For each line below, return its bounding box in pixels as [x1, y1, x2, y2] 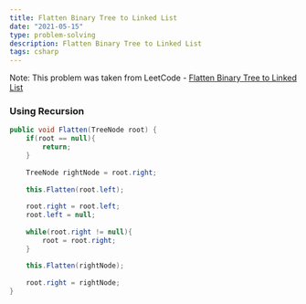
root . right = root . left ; [26, 202, 121, 211]
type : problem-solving [9, 30, 96, 39]
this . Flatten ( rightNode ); [26, 261, 125, 270]
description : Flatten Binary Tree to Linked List [9, 38, 203, 48]
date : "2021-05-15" [9, 22, 84, 31]
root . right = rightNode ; [26, 278, 121, 288]
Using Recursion [9, 105, 85, 118]
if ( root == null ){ [26, 134, 96, 143]
